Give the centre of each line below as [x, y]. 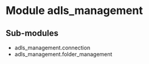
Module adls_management [74, 11]
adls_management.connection [52, 48]
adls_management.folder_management [63, 54]
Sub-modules [32, 33]
